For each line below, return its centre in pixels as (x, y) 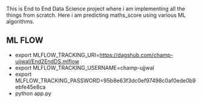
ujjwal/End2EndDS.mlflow (47, 61)
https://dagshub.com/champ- (136, 55)
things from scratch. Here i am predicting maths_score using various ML (96, 15)
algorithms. (20, 21)
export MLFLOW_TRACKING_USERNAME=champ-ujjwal (84, 67)
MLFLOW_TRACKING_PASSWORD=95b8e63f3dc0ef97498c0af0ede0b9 (105, 80)
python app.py (33, 93)
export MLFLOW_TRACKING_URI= (57, 55)
